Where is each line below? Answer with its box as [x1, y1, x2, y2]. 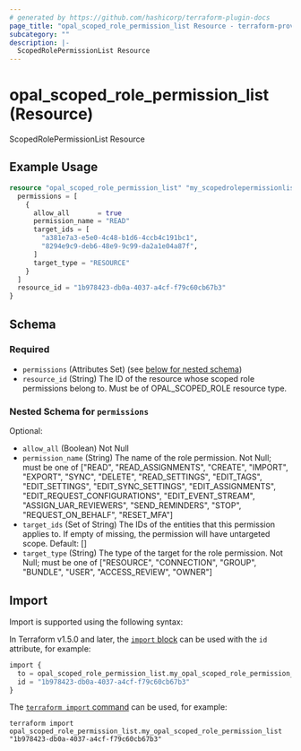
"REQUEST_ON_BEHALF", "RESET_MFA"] [21, 510, 173, 521]
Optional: [9, 426, 43, 436]
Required [9, 343, 50, 356]
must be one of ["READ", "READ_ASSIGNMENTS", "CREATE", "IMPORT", [21, 462, 288, 473]
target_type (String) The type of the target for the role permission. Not [21, 548, 284, 558]
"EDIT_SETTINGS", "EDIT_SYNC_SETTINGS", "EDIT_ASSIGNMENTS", [21, 481, 276, 492]
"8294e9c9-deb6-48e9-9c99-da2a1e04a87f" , [41, 242, 199, 251]
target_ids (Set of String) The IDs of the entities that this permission [21, 519, 276, 530]
